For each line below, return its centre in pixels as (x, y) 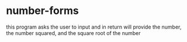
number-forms (42, 11)
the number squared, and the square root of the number (74, 33)
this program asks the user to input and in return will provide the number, (94, 27)
